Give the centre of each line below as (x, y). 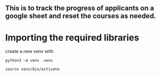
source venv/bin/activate (32, 69)
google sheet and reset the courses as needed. (81, 16)
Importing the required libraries (72, 37)
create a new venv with (30, 51)
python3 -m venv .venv (29, 60)
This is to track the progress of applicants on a (80, 8)
